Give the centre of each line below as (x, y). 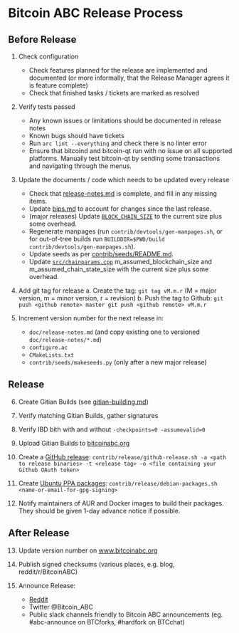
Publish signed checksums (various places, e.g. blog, (96, 564)
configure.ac (48, 347)
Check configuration (48, 56)
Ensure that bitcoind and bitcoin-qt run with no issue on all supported (131, 151)
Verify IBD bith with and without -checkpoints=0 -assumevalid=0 (112, 429)
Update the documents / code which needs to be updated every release (124, 180)
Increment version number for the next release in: (91, 318)
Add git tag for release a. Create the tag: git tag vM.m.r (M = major (117, 291)
